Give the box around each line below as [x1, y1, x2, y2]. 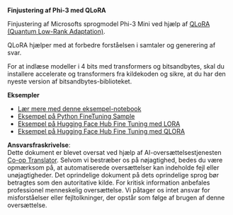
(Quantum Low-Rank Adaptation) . [7, 28, 106, 35]
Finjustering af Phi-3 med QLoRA [7, 6, 106, 14]
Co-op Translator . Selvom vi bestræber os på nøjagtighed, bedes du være [7, 156, 223, 164]
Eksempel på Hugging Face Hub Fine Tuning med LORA [17, 120, 181, 128]
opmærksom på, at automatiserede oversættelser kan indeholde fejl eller [7, 163, 220, 172]
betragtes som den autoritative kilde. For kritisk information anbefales [7, 178, 210, 187]
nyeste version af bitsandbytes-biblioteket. [7, 77, 132, 86]
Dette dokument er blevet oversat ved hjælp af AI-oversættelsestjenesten [7, 149, 222, 156]
